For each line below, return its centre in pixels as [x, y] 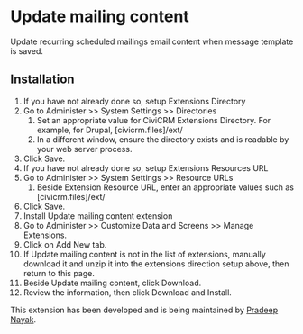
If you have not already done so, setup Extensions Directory [134, 101]
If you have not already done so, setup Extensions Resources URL [146, 167]
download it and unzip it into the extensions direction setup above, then [156, 264]
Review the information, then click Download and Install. [128, 292]
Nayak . [23, 319]
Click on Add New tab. [65, 244]
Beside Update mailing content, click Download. [112, 283]
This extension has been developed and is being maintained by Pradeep [144, 310]
